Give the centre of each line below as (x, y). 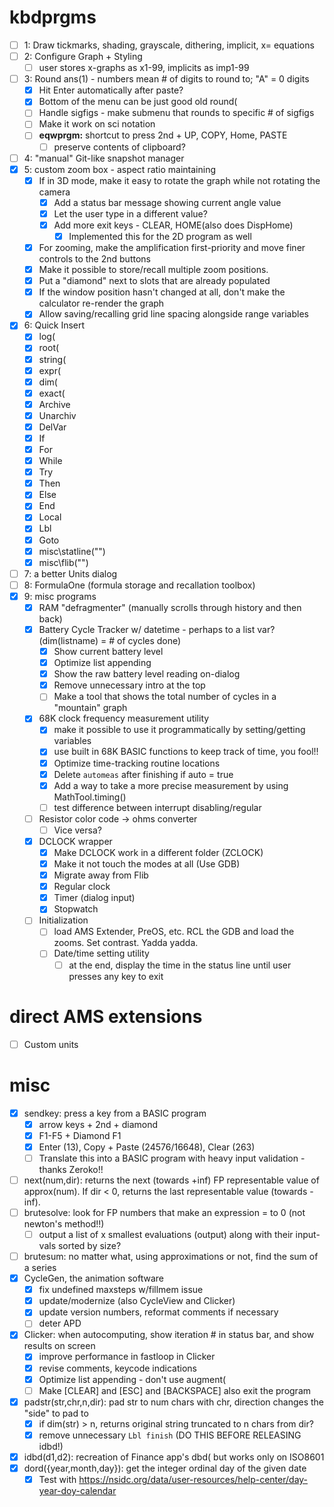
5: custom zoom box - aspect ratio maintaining (120, 169)
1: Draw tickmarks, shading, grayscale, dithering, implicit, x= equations (169, 45)
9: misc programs (60, 596)
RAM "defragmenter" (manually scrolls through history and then (170, 607)
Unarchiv (57, 415)
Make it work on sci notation (97, 124)
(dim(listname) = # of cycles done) (110, 640)
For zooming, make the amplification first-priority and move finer (172, 247)
